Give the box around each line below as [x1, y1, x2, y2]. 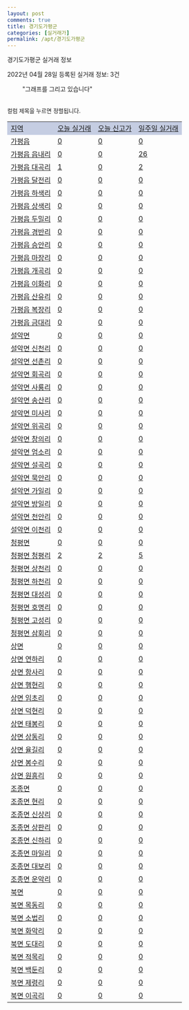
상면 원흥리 [10, 771, 45, 781]
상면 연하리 [10, 654, 45, 664]
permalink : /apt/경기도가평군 [7, 36, 86, 43]
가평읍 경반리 [10, 227, 51, 237]
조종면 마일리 [10, 848, 51, 858]
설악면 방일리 [10, 499, 51, 509]
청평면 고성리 [10, 616, 51, 625]
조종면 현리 [10, 797, 45, 806]
